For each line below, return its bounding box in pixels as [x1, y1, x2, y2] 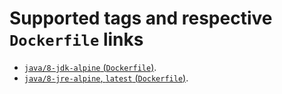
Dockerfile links [9, 28, 144, 51]
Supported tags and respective [9, 7, 273, 30]
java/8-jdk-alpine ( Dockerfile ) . [23, 61, 157, 73]
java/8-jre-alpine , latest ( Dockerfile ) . [23, 72, 189, 84]
